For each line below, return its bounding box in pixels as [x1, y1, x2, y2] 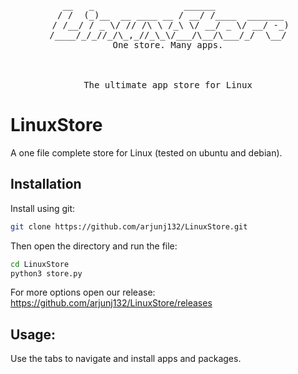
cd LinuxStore [10, 259, 70, 269]
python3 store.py [10, 268, 83, 279]
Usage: [10, 326, 57, 343]
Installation [10, 176, 82, 193]
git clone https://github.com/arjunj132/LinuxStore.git [10, 221, 248, 232]
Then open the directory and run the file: [10, 240, 178, 252]
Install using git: [10, 202, 76, 214]
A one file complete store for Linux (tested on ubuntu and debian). [10, 146, 283, 159]
